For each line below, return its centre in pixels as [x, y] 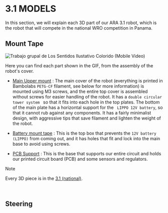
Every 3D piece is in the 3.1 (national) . [44, 178]
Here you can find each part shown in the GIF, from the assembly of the [79, 65]
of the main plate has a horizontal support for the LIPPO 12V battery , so [88, 107]
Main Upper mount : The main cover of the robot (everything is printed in [88, 80]
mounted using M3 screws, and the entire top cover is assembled [80, 91]
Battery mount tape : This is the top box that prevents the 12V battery [84, 133]
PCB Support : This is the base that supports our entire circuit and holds [87, 153]
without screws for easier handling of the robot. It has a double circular [87, 96]
